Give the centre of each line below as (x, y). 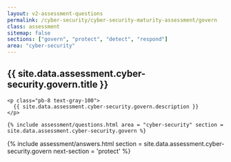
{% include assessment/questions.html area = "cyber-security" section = (115, 125)
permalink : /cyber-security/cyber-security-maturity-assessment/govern (112, 20)
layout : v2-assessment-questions (55, 13)
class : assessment (33, 26)
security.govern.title (52, 85)
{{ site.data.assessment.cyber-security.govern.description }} (106, 107)
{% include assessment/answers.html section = (75, 143)
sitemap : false (29, 33)
